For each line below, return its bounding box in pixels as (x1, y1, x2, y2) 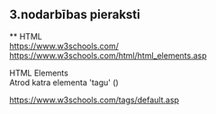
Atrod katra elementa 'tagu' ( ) (9, 76, 119, 88)
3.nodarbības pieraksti (9, 7, 141, 22)
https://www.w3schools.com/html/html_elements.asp (9, 49, 207, 61)
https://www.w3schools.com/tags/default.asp (9, 94, 180, 105)
